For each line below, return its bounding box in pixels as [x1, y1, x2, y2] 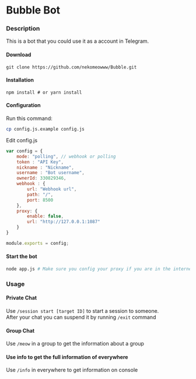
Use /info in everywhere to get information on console [6, 367, 138, 374]
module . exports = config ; [6, 240, 69, 246]
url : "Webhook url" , [27, 186, 77, 192]
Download [6, 51, 32, 59]
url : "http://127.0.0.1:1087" [27, 219, 100, 225]
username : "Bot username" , [16, 170, 85, 176]
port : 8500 [27, 197, 54, 203]
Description [6, 25, 40, 33]
